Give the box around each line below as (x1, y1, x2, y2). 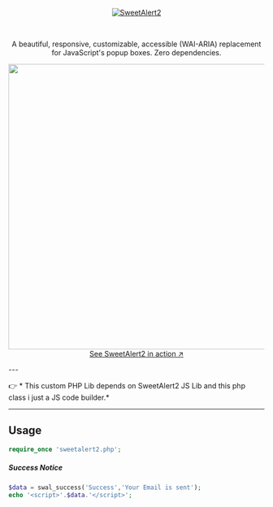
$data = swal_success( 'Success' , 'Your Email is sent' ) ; (8, 483, 201, 492)
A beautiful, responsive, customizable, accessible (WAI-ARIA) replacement (11, 39, 262, 49)
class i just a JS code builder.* (8, 392, 110, 402)
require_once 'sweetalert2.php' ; (8, 445, 122, 453)
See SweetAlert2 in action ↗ (89, 349, 184, 358)
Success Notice (8, 463, 63, 473)
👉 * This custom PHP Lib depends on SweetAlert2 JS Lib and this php (8, 381, 246, 390)
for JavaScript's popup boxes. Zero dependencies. (51, 48, 222, 57)
